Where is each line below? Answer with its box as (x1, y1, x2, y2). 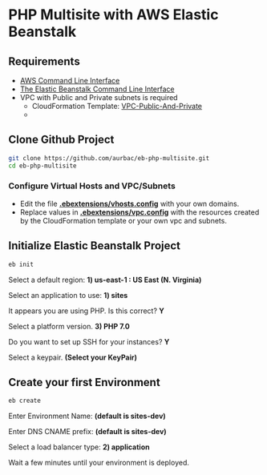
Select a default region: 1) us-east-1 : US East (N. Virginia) (8, 275, 202, 284)
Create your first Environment (8, 375, 160, 389)
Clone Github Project (8, 133, 115, 147)
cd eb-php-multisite (8, 162, 78, 170)
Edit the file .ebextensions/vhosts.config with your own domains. (19, 199, 240, 208)
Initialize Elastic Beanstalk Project (8, 239, 181, 253)
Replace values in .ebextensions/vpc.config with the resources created (19, 207, 260, 217)
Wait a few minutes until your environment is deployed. (8, 458, 190, 468)
